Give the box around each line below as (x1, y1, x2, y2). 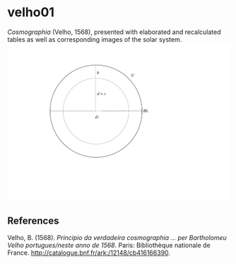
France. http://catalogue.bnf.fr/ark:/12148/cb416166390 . (7, 248, 171, 257)
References (7, 215, 59, 227)
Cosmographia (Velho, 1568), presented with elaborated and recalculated (7, 28, 221, 36)
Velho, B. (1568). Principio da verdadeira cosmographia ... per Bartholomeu (7, 234, 228, 242)
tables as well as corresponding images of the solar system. (7, 35, 182, 43)
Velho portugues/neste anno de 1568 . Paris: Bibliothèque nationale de (7, 241, 211, 250)
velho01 (7, 4, 55, 21)
